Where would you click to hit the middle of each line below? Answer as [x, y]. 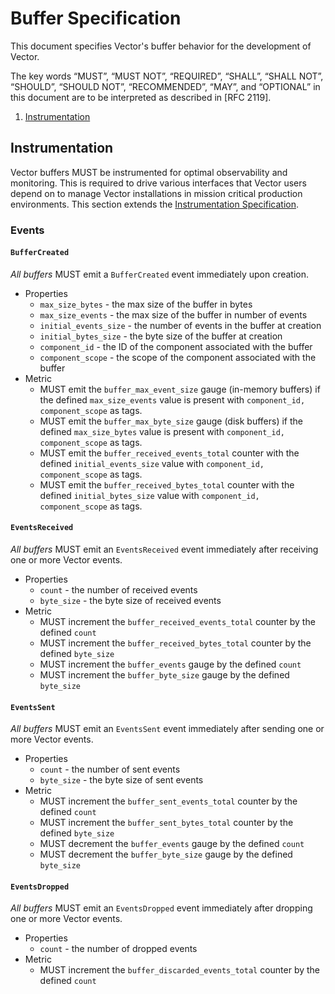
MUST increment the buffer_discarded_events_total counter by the [180, 970]
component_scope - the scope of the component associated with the [178, 357]
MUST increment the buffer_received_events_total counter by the [177, 622]
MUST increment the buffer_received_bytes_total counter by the [175, 643]
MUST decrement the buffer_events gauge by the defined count [172, 844]
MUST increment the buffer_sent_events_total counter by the [168, 801]
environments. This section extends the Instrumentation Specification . [155, 204]
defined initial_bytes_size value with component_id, [149, 495]
